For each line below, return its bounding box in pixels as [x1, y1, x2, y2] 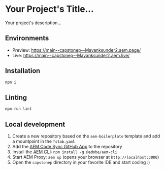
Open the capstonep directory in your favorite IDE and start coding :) [12, 159, 150, 165]
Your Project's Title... [5, 3, 94, 15]
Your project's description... [5, 20, 62, 26]
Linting [5, 93, 27, 102]
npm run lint [5, 106, 32, 111]
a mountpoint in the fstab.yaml [12, 138, 75, 144]
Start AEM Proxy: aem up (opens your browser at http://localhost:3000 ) [12, 154, 159, 160]
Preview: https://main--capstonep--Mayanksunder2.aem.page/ [12, 47, 141, 53]
